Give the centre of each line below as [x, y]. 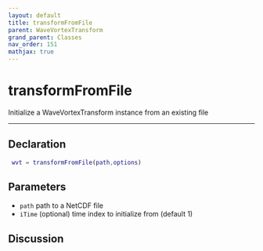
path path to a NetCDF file [61, 206]
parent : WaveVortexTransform [56, 30]
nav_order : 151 [33, 45]
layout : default [34, 15]
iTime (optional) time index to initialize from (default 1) [106, 214]
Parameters [37, 187]
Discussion [36, 239]
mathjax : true [31, 52]
